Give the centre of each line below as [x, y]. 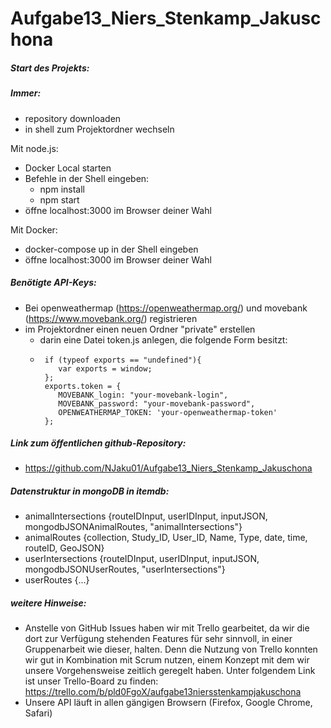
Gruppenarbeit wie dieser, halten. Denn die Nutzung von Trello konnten [171, 649]
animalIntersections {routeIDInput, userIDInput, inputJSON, [146, 516]
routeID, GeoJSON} [64, 548]
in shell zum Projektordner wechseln [99, 129]
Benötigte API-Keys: [53, 283]
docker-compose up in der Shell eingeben [111, 249]
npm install [62, 189]
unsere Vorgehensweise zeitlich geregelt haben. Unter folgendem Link [170, 671]
